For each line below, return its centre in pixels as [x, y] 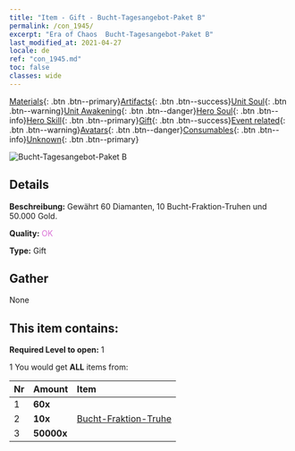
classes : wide [36, 76]
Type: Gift [28, 251]
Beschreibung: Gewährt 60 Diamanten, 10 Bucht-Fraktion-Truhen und [138, 206]
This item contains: [64, 328]
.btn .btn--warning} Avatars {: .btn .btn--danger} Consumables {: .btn [133, 130]
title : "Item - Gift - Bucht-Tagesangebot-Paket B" [107, 17]
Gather [29, 278]
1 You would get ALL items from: [69, 367]
